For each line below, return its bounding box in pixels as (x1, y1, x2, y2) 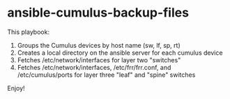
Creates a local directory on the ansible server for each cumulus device (17, 48, 223, 57)
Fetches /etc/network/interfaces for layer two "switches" (17, 55, 181, 64)
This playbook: (7, 28, 50, 36)
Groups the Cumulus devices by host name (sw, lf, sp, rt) (17, 41, 181, 49)
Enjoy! (7, 84, 26, 92)
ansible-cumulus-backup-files (7, 5, 190, 21)
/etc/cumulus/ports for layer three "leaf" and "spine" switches (17, 71, 196, 79)
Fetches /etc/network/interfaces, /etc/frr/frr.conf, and (17, 63, 171, 71)
